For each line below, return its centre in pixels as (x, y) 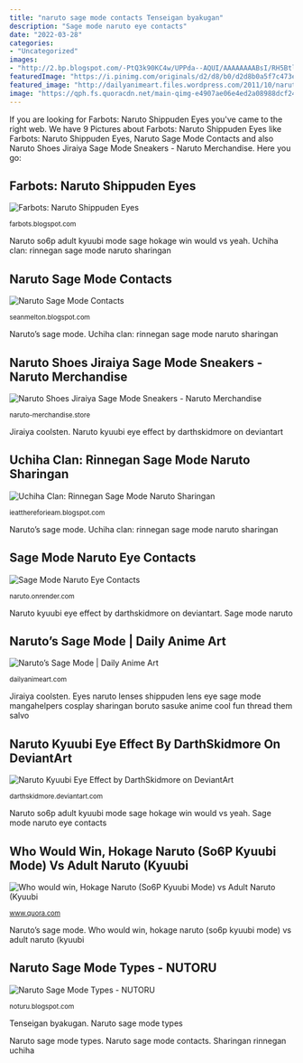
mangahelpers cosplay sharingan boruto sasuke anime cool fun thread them (151, 706)
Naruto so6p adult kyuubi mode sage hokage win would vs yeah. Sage (141, 814)
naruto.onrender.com (42, 596)
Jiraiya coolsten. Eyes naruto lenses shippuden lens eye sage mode (135, 696)
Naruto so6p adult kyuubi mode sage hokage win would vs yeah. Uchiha (144, 241)
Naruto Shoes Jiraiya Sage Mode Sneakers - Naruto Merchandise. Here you (150, 148)
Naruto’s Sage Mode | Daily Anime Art (118, 641)
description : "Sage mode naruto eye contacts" (98, 26)
